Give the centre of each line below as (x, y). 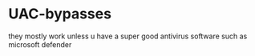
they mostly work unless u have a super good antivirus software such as (128, 36)
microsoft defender (40, 44)
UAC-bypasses (60, 14)
